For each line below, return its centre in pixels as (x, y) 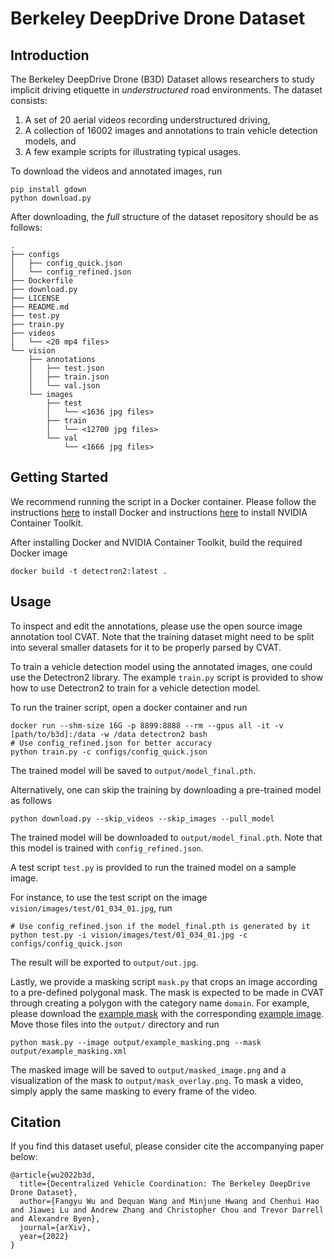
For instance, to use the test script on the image (109, 897)
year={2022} (44, 1237)
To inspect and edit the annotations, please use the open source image (156, 626)
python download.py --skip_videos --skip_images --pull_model (142, 818)
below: (24, 1157)
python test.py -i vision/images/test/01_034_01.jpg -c (129, 935)
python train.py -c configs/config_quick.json (109, 752)
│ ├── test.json (66, 368)
